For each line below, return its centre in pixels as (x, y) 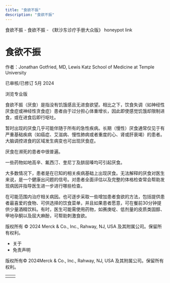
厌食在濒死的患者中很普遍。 (34, 152)
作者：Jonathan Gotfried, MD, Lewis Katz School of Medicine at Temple (80, 67)
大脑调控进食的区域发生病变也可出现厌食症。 (52, 141)
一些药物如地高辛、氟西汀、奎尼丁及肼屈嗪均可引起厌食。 (65, 162)
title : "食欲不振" (23, 10)
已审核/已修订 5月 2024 (30, 83)
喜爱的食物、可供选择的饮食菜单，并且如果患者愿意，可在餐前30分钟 (86, 203)
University (16, 73)
